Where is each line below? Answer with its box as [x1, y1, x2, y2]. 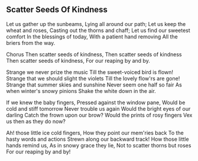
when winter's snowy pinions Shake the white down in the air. [6, 87, 157, 94]
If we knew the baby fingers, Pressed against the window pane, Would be [6, 99, 186, 106]
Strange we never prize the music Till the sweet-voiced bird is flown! [6, 68, 173, 76]
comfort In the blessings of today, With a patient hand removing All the [6, 33, 178, 40]
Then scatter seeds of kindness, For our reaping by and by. [6, 57, 151, 64]
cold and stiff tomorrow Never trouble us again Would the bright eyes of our [6, 105, 191, 112]
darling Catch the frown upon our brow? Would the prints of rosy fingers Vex [6, 111, 193, 118]
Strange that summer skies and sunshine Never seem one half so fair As [6, 81, 182, 88]
